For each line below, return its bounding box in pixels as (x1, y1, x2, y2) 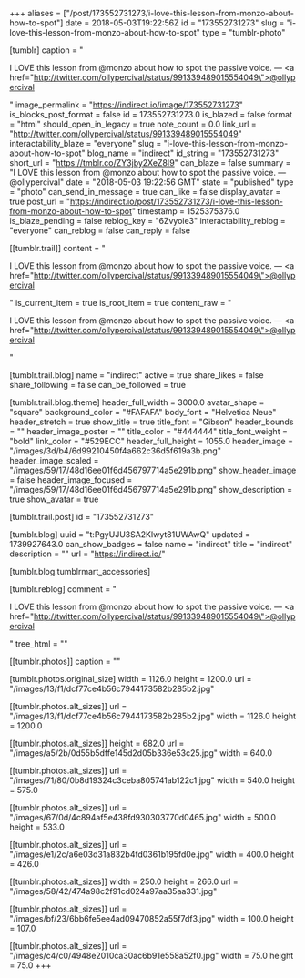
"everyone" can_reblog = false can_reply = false (9, 225, 191, 236)
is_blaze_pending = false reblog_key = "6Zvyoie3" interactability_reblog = (9, 216, 286, 226)
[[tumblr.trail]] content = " (9, 243, 107, 253)
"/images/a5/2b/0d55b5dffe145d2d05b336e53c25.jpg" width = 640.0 (9, 748, 273, 759)
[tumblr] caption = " (9, 45, 84, 56)
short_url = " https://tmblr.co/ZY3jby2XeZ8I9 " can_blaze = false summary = (9, 158, 291, 168)
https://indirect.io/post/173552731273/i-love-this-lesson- (69, 196, 284, 207)
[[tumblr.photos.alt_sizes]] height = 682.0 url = (9, 738, 185, 749)
